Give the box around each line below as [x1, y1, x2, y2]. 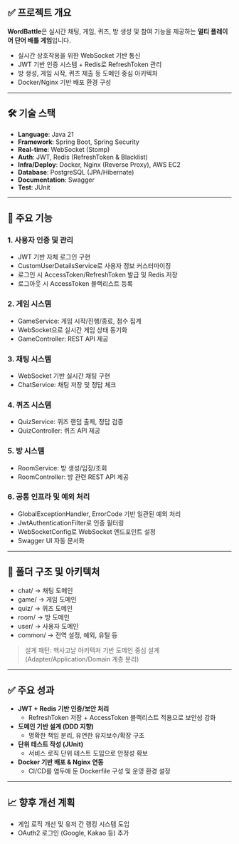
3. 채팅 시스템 [7, 354, 52, 364]
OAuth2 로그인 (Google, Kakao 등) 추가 [17, 829, 129, 838]
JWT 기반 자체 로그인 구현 [17, 252, 91, 262]
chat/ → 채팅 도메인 [17, 586, 73, 595]
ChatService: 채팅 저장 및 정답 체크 [17, 380, 117, 388]
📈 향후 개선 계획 [7, 796, 75, 808]
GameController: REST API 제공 [17, 334, 109, 343]
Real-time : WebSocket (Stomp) [17, 145, 110, 153]
